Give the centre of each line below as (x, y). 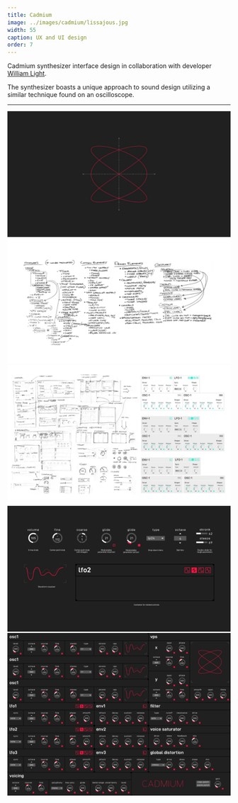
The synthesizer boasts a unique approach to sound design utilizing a (109, 87)
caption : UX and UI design (47, 38)
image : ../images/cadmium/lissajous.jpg (68, 22)
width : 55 (22, 30)
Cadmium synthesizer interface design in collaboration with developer (109, 66)
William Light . (27, 74)
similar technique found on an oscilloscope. (71, 95)
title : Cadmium (30, 15)
